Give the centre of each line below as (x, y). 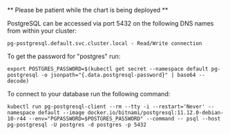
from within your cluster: (42, 31)
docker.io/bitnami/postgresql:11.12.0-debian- (156, 113)
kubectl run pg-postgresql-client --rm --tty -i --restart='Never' (106, 107)
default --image (61, 113)
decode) (18, 81)
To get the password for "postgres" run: (64, 56)
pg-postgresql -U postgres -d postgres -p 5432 (77, 125)
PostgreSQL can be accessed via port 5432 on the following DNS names (111, 23)
